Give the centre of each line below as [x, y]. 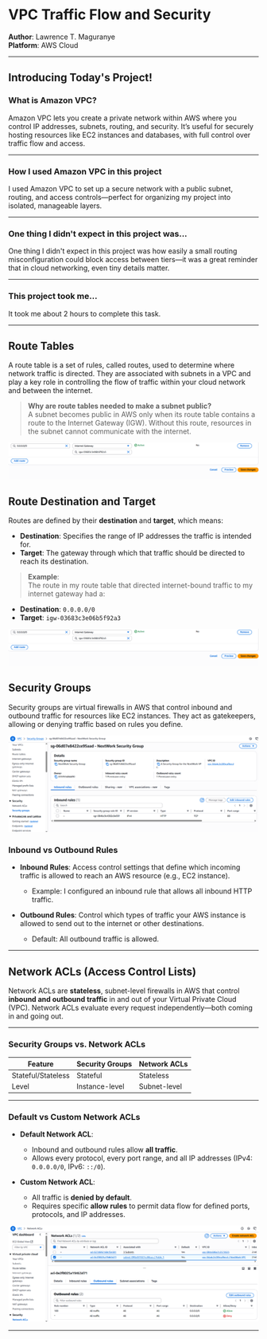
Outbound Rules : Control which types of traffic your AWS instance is [133, 915]
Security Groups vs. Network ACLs [77, 1044]
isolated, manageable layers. [55, 206]
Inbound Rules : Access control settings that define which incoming [130, 867]
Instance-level [101, 1086]
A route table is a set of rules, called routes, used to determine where [122, 365]
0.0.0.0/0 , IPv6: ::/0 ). [68, 1167]
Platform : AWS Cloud [43, 45]
